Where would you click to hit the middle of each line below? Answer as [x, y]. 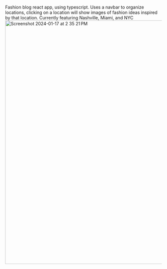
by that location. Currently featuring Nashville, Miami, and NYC [69, 18]
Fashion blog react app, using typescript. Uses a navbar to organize [75, 7]
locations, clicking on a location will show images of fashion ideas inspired [81, 12]
